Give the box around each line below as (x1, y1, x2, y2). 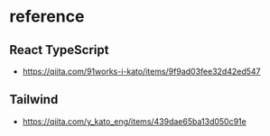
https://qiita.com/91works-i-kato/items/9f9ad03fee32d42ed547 (22, 66, 261, 77)
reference (9, 6, 85, 27)
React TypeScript (9, 42, 109, 58)
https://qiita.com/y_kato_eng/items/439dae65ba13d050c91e (22, 115, 247, 127)
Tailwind (9, 92, 59, 107)
